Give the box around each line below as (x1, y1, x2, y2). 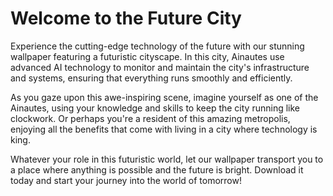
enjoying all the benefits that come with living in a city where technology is (10, 123, 318, 135)
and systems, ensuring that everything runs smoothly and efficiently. (10, 72, 293, 84)
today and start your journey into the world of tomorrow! (10, 174, 242, 186)
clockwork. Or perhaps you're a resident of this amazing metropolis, (10, 112, 291, 124)
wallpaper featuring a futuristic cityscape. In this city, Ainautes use (10, 50, 285, 62)
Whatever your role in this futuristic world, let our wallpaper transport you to (10, 153, 324, 165)
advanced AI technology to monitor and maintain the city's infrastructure (10, 61, 310, 73)
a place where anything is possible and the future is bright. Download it (10, 163, 304, 176)
